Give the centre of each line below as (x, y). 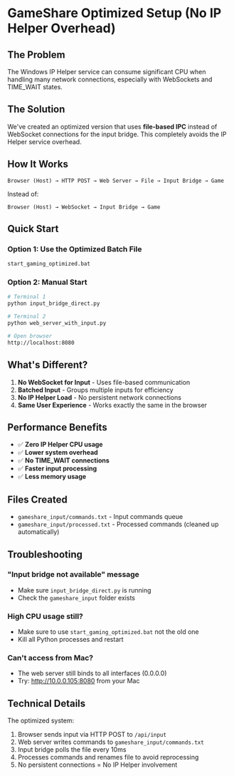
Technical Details (47, 704)
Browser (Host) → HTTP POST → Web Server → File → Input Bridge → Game (116, 181)
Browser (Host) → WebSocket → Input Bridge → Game (84, 207)
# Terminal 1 (27, 297)
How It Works (38, 165)
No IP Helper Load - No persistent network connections (99, 397)
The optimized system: (41, 721)
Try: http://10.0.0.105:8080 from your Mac (79, 681)
